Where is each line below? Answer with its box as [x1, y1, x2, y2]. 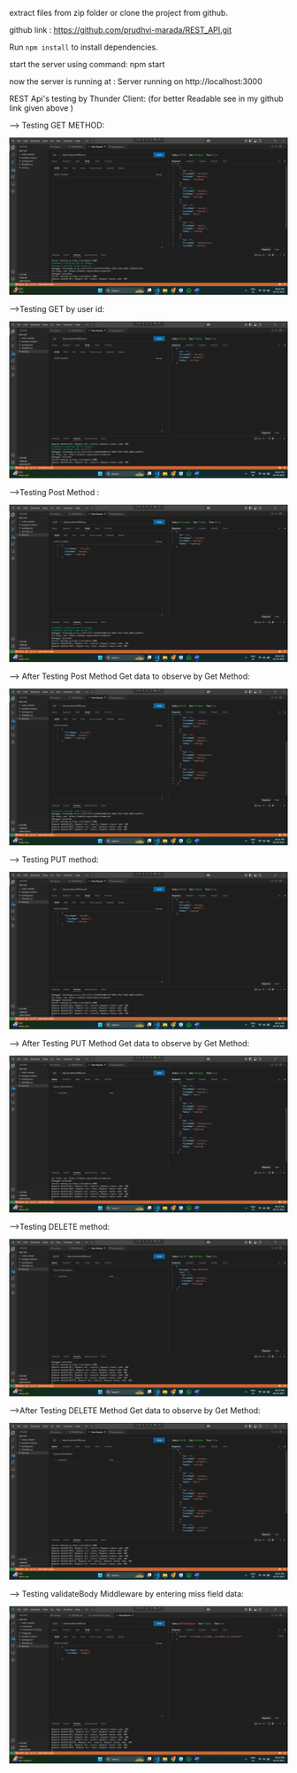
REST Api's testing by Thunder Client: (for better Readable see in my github [9, 93, 284, 104]
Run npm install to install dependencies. [9, 42, 158, 52]
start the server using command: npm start [9, 59, 165, 69]
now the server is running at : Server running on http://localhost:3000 [9, 76, 263, 87]
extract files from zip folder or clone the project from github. [9, 8, 228, 18]
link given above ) [9, 103, 73, 113]
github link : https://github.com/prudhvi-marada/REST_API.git [9, 25, 232, 35]
